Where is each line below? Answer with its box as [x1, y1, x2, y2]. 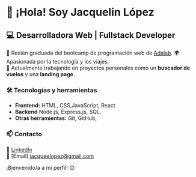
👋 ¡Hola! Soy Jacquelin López [6, 5, 155, 19]
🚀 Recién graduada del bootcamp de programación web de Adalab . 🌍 [6, 49, 180, 56]
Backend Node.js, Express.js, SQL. [14, 108, 102, 116]
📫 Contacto [6, 130, 42, 139]
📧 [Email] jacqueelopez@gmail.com [6, 152, 94, 160]
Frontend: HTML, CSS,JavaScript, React [14, 102, 115, 109]
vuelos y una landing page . [6, 71, 75, 77]
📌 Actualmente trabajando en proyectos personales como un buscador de [6, 64, 191, 71]
